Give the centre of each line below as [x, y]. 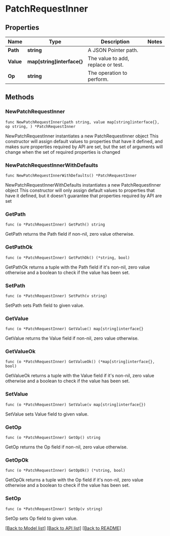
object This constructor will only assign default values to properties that [80, 190]
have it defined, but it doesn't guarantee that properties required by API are [83, 196]
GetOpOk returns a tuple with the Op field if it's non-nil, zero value [74, 480]
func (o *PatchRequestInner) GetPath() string [55, 225]
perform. [98, 79]
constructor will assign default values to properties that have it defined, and [84, 141]
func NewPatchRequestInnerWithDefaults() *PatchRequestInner [71, 175]
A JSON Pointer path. [113, 50]
